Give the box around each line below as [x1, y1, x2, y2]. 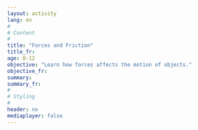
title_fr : [7, 49, 36, 56]
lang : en [7, 17, 32, 23]
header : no [7, 106, 38, 113]
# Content [7, 29, 36, 36]
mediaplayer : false [7, 112, 63, 119]
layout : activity [7, 10, 57, 17]
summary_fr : [7, 80, 41, 87]
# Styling [7, 94, 36, 100]
